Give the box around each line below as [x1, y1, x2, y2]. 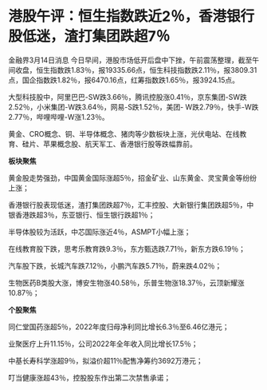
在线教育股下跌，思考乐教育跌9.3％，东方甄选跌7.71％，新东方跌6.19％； [8, 244, 245, 253]
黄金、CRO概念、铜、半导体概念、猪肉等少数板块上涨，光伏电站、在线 [8, 129, 240, 138]
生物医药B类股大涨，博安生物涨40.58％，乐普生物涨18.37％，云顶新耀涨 [8, 277, 245, 288]
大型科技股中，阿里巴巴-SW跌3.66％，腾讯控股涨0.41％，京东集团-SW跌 [8, 92, 247, 101]
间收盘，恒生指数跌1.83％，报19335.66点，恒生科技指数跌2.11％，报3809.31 [8, 65, 257, 74]
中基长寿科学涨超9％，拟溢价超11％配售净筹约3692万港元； [8, 356, 203, 365]
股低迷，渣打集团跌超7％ [8, 27, 171, 46]
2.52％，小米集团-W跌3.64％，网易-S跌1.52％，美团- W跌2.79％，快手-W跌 [8, 101, 259, 112]
